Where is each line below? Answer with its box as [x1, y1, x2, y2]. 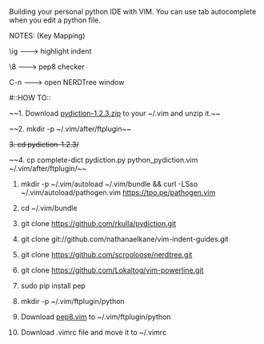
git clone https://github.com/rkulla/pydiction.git [20, 219, 177, 228]
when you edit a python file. [9, 15, 101, 25]
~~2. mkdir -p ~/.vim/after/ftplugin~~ [9, 124, 131, 133]
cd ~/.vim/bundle [20, 204, 78, 212]
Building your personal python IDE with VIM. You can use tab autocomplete [9, 7, 257, 16]
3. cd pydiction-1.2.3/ [9, 140, 79, 149]
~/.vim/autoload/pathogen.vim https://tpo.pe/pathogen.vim [20, 188, 216, 197]
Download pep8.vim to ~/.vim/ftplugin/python [20, 312, 171, 322]
